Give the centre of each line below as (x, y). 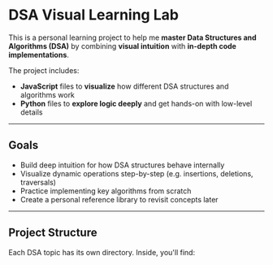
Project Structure (53, 233)
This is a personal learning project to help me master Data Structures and (133, 37)
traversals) (38, 182)
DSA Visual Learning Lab (93, 15)
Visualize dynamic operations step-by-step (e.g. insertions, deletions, (136, 173)
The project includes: (44, 70)
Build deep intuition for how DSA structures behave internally (122, 165)
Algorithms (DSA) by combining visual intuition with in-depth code (123, 46)
